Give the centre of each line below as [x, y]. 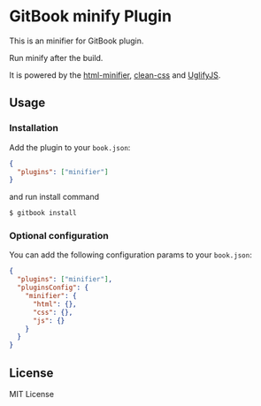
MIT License [32, 394]
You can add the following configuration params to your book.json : [130, 255]
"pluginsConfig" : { [53, 288]
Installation [34, 128]
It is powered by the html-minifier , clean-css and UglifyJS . [115, 75]
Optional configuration [59, 236]
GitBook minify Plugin [91, 16]
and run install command [54, 197]
